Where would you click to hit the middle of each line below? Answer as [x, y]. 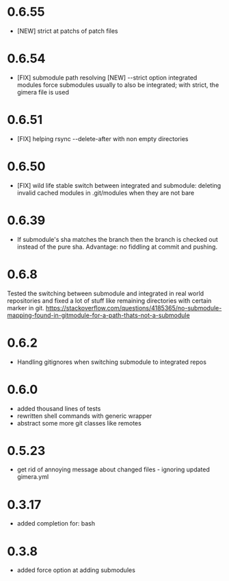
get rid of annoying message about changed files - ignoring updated [113, 469]
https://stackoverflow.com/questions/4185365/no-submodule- [134, 308]
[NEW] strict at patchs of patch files [67, 31]
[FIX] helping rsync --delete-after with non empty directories [103, 138]
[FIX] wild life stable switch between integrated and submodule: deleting [119, 185]
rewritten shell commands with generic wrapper [84, 416]
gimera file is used [43, 92]
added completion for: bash [56, 523]
